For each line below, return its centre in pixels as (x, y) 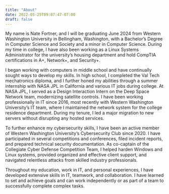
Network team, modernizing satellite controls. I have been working (74, 97)
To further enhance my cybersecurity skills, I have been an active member (82, 128)
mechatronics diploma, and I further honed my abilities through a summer (81, 81)
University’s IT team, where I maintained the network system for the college (84, 108)
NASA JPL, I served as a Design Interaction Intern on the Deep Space (77, 92)
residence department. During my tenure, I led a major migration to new (79, 113)
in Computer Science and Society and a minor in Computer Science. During (84, 44)
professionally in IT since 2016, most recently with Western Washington (79, 102)
